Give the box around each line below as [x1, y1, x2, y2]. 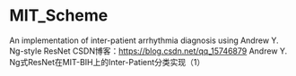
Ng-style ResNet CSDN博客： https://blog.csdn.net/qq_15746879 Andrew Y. [9, 46, 288, 56]
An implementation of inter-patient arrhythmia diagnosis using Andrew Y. [9, 35, 280, 46]
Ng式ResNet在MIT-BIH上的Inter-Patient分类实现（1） [9, 56, 205, 67]
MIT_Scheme [9, 5, 109, 26]
